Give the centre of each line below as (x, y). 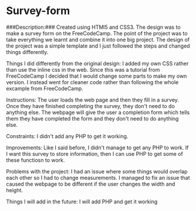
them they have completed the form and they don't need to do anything (92, 118)
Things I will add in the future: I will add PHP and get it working (82, 202)
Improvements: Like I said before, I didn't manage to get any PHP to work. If (97, 148)
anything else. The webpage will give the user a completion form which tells (98, 112)
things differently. (27, 52)
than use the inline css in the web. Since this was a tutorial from (83, 69)
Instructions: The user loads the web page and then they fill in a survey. (92, 100)
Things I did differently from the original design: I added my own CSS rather (97, 63)
